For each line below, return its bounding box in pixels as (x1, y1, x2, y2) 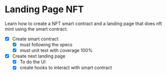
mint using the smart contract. (5, 26, 68, 32)
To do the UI (19, 59, 46, 65)
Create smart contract (12, 36, 59, 42)
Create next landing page (12, 53, 66, 59)
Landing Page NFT (5, 4, 85, 15)
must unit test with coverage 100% (19, 47, 93, 54)
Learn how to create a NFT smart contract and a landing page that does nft (5, 20, 162, 27)
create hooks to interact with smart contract (19, 65, 113, 71)
